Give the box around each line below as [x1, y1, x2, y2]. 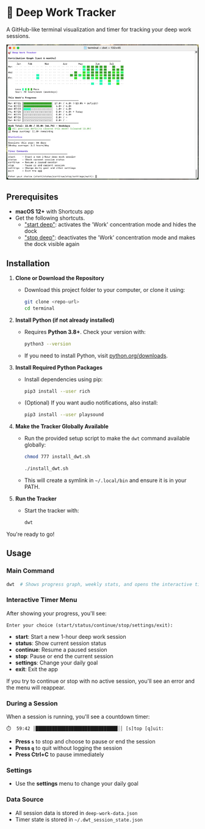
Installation [6, 258, 50, 269]
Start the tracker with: [24, 507, 79, 515]
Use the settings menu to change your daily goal [15, 780, 138, 787]
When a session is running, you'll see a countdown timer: [6, 713, 150, 721]
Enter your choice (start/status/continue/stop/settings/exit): [6, 622, 173, 628]
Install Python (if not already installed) [15, 316, 115, 324]
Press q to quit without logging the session [15, 745, 123, 752]
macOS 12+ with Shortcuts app [15, 208, 94, 215]
